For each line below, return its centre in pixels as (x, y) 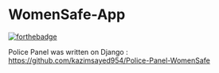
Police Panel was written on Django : (68, 52)
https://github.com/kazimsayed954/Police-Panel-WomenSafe (109, 60)
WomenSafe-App (67, 15)
